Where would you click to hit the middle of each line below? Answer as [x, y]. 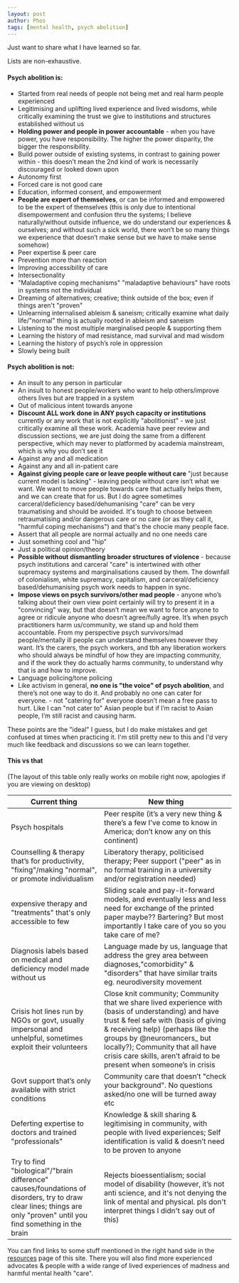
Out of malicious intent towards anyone [75, 405]
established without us [51, 124]
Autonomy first [39, 177]
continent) [121, 840]
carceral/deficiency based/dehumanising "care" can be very [106, 503]
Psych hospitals [37, 827]
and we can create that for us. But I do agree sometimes [100, 496]
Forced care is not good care [60, 184]
